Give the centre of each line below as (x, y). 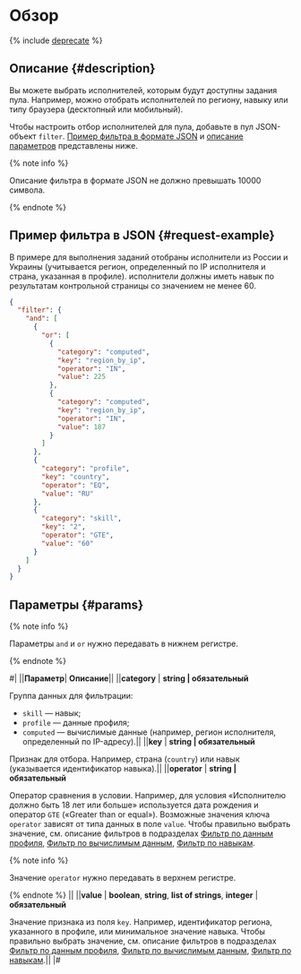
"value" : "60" (68, 543)
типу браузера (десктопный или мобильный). (96, 109)
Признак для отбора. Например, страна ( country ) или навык (125, 759)
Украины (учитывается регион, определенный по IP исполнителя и (138, 266)
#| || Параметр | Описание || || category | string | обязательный (129, 678)
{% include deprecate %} (56, 40)
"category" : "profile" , (86, 469)
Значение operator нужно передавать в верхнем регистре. (123, 878)
